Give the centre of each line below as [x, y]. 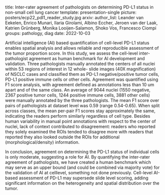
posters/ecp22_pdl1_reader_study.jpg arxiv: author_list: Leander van [74, 17]
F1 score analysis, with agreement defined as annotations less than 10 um [80, 85]
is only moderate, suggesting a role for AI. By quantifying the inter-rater [78, 157]
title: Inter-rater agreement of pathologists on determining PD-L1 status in [79, 7]
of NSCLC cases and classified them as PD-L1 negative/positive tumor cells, [82, 74]
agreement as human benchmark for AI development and [87, 58]
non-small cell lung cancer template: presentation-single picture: [71, 12]
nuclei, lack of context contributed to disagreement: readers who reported [80, 127]
